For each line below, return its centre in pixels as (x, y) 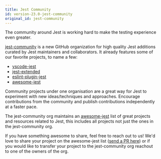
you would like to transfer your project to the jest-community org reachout (79, 146)
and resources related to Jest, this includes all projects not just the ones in (79, 121)
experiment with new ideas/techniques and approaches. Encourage (73, 96)
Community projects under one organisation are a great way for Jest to (76, 91)
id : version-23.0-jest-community (39, 14)
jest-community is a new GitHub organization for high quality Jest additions (80, 47)
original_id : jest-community (34, 18)
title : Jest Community (28, 9)
